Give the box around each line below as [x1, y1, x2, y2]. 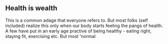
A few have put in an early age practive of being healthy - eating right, [5, 27, 152, 34]
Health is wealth [5, 4, 58, 12]
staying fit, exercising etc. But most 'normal [5, 33, 96, 39]
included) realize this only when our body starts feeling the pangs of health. [5, 22, 163, 28]
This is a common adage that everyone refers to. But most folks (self [5, 17, 148, 23]
